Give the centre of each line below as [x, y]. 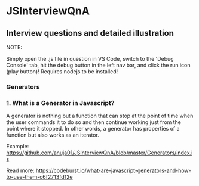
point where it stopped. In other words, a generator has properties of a [93, 129]
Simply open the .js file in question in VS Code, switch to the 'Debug [90, 59]
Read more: [20, 170]
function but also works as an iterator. [53, 135]
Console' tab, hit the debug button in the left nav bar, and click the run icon [98, 65]
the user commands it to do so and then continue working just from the [94, 122]
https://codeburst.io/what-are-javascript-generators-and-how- [113, 170]
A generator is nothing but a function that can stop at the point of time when [100, 116]
